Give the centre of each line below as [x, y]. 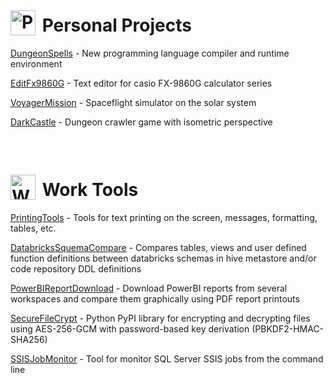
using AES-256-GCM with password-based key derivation [130, 328]
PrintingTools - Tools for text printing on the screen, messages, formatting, [164, 217]
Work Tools [90, 190]
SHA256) [29, 339]
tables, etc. [33, 228]
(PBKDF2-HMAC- [288, 328]
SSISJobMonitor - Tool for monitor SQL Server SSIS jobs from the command [167, 358]
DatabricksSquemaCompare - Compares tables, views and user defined [158, 247]
